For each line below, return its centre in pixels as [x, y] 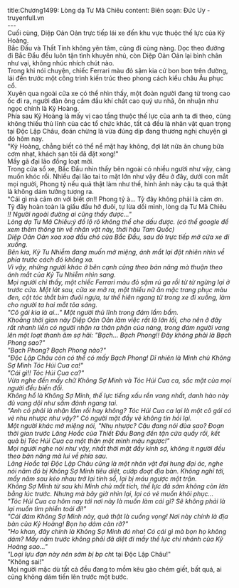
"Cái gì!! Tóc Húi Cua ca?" [46, 373]
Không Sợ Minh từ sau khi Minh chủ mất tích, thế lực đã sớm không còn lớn [118, 486]
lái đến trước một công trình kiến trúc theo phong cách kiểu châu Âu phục [116, 78]
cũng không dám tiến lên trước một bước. [68, 577]
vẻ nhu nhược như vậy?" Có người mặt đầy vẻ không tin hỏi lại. [100, 418]
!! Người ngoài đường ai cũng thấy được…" [69, 214]
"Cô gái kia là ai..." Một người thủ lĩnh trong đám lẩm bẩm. [93, 312]
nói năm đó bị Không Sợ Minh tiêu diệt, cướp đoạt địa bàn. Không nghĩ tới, [116, 471]
